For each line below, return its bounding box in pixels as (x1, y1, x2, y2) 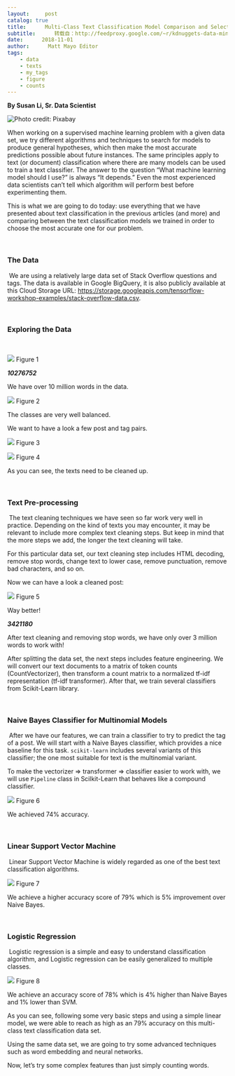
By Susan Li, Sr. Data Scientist (7, 101, 97, 109)
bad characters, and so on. (7, 564, 85, 573)
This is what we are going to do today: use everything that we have (7, 201, 201, 211)
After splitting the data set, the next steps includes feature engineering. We (7, 654, 224, 663)
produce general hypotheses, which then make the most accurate (7, 143, 197, 152)
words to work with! (7, 641, 64, 649)
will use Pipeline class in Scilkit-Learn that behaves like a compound (7, 775, 206, 783)
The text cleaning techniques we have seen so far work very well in (8, 514, 204, 522)
